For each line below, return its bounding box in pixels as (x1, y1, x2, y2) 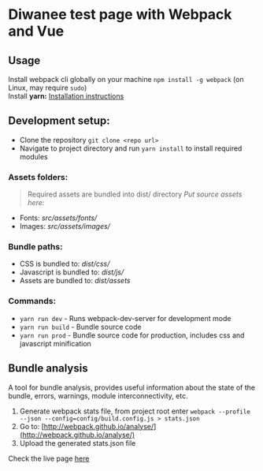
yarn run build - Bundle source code (19, 322, 142, 331)
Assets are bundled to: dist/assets (19, 276, 131, 286)
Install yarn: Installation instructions (8, 92, 124, 100)
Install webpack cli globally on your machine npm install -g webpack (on (8, 75, 244, 84)
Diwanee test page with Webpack (8, 6, 232, 24)
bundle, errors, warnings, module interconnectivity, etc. (8, 391, 188, 400)
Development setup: (8, 114, 110, 128)
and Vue (8, 22, 65, 40)
